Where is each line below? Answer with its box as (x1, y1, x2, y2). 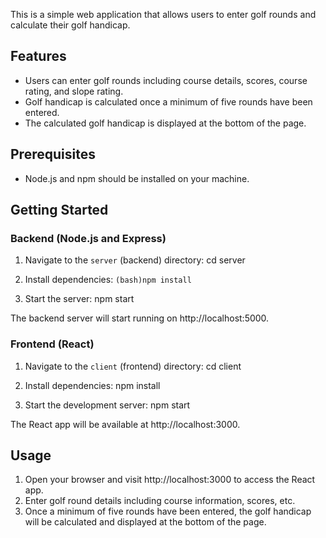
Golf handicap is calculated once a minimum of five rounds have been (24, 95, 313, 108)
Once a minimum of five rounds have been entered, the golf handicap (24, 505, 312, 518)
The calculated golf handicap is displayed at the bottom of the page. (24, 117, 307, 129)
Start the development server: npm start (24, 399, 191, 411)
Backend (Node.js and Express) (10, 231, 167, 245)
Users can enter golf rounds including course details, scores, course (24, 74, 308, 86)
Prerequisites (10, 146, 96, 163)
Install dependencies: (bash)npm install (24, 274, 192, 286)
